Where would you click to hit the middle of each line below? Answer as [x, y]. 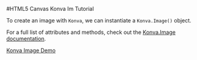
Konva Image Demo [31, 50]
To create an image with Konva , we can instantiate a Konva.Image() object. [99, 20]
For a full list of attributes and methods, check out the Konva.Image [91, 32]
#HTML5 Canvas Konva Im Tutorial [50, 9]
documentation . [26, 38]
